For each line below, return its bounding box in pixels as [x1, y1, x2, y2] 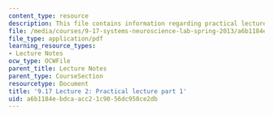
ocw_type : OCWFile [8, 57, 71, 66]
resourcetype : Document [8, 79, 89, 87]
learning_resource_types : [8, 42, 96, 50]
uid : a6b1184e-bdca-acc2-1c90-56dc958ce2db [8, 95, 158, 103]
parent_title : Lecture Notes [8, 65, 107, 73]
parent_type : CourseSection [8, 72, 104, 80]
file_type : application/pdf [8, 34, 104, 43]
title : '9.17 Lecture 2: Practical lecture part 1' [8, 87, 187, 96]
